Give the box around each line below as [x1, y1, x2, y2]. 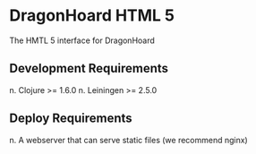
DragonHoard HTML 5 [9, 5, 175, 26]
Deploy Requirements [9, 111, 132, 126]
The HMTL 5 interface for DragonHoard [9, 35, 155, 46]
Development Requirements [9, 61, 168, 76]
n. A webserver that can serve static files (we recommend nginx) [9, 134, 248, 145]
